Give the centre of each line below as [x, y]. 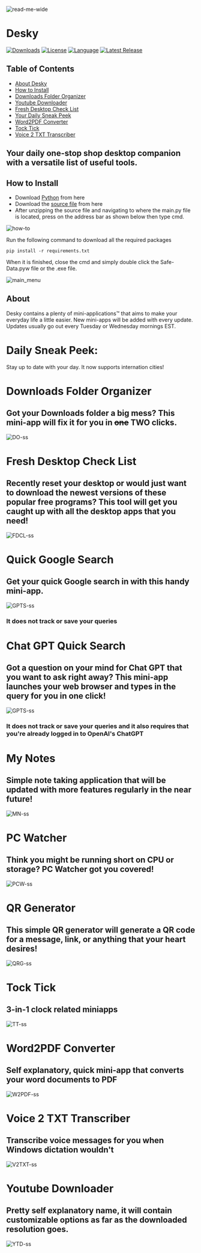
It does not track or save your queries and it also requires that [97, 726]
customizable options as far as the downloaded [97, 1220]
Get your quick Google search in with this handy [98, 582]
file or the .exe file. [54, 268]
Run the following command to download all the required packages [89, 239]
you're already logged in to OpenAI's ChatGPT [75, 733]
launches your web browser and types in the [91, 687]
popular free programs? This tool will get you [92, 502]
